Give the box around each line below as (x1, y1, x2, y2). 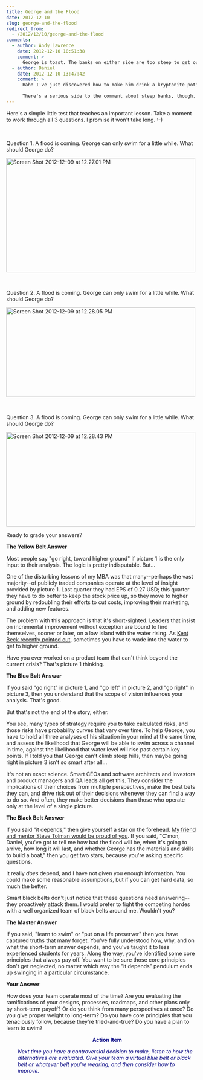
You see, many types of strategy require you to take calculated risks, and (6, 720, 188, 727)
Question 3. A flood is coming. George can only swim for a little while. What (6, 413, 195, 420)
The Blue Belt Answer (6, 672, 62, 680)
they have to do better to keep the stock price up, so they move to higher (6, 592, 188, 599)
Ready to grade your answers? (6, 531, 83, 538)
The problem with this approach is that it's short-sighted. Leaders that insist (6, 617, 195, 624)
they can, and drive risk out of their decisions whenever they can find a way (6, 789, 195, 797)
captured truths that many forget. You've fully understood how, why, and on (6, 937, 195, 944)
